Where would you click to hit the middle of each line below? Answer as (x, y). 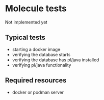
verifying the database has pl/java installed (55, 60)
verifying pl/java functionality (41, 65)
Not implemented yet (26, 22)
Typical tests (25, 37)
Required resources (36, 81)
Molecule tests (36, 9)
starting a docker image (36, 49)
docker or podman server (38, 92)
